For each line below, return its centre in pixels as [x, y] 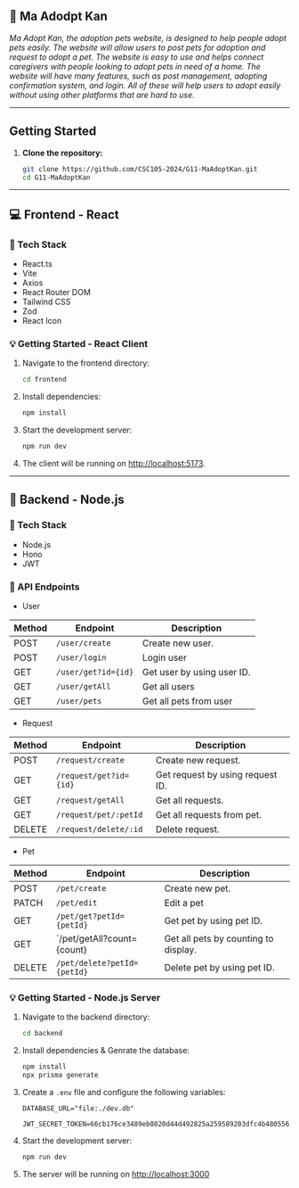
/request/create [90, 760]
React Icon [42, 321]
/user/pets [79, 701]
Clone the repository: [62, 153]
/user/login [81, 657]
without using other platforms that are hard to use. [102, 95]
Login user [164, 657]
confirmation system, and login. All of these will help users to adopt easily [145, 85]
